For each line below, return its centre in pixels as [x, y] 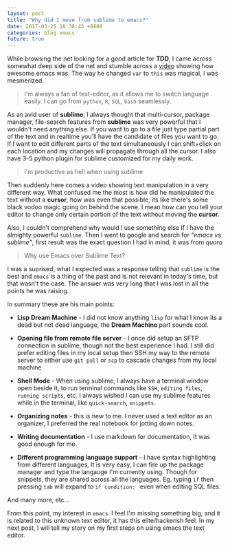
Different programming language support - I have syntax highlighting [116, 458]
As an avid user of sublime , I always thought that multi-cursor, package [108, 115]
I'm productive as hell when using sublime [83, 172]
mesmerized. [26, 81]
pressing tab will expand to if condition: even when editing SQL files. [119, 487]
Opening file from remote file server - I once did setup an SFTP [108, 339]
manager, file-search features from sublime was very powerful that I [104, 122]
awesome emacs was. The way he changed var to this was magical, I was [113, 74]
